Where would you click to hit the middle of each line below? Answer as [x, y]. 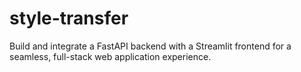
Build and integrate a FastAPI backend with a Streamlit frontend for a [150, 46]
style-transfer [69, 18]
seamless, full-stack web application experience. [110, 56]
